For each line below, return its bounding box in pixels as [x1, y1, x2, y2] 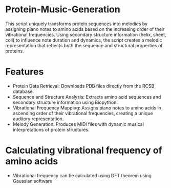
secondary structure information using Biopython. [12, 99, 118, 105]
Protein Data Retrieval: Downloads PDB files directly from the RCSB [12, 83, 155, 89]
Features [5, 66, 44, 78]
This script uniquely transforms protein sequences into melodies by [5, 21, 147, 27]
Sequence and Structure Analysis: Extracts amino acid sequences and [12, 93, 161, 100]
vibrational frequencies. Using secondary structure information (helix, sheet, [5, 31, 166, 37]
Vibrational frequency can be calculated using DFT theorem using [12, 172, 152, 178]
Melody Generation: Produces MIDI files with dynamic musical [12, 121, 144, 127]
